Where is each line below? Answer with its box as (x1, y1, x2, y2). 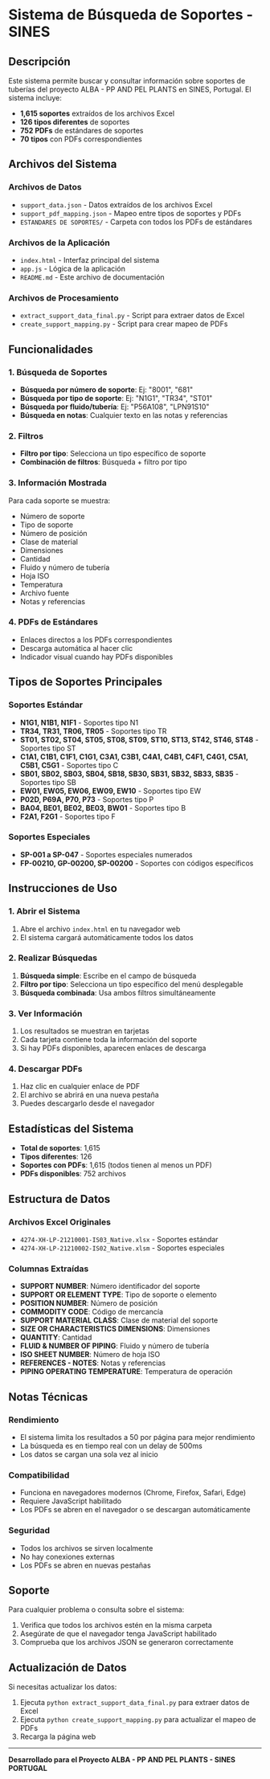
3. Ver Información (8, 1008, 83, 1019)
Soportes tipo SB (19, 777, 76, 787)
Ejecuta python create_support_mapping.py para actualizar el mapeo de (19, 1715, 256, 1724)
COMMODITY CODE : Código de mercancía (19, 1307, 163, 1317)
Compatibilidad (8, 1469, 70, 1480)
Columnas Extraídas (8, 1263, 89, 1274)
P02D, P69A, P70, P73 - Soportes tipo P (19, 794, 154, 804)
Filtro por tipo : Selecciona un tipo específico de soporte (19, 448, 207, 459)
